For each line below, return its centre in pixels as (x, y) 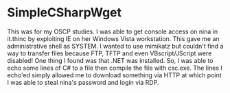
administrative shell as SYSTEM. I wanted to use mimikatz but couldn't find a (115, 46)
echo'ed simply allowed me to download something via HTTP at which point (114, 75)
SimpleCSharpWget (65, 13)
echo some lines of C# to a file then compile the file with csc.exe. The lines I (115, 68)
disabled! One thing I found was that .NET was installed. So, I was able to (110, 60)
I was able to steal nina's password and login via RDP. (83, 82)
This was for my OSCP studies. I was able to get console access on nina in (113, 31)
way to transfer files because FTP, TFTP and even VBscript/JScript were (110, 53)
